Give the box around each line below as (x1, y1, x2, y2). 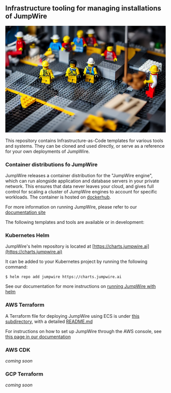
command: (5, 264, 28, 270)
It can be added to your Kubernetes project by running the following (5, 258, 148, 265)
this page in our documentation (5, 334, 71, 340)
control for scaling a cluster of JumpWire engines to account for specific (5, 189, 157, 195)
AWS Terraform (5, 302, 45, 309)
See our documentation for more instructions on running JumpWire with (5, 283, 156, 289)
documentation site (5, 209, 46, 215)
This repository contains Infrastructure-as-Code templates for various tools (5, 137, 164, 144)
